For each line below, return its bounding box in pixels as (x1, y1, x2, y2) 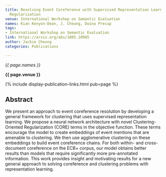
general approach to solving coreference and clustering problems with (5, 161, 149, 167)
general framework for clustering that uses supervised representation (5, 114, 147, 120)
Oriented (5, 124, 23, 130)
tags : (5, 26, 16, 31)
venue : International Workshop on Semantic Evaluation (5, 16, 121, 21)
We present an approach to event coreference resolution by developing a (5, 108, 154, 114)
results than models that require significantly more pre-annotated (5, 150, 138, 156)
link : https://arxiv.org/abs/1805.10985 (5, 35, 90, 40)
